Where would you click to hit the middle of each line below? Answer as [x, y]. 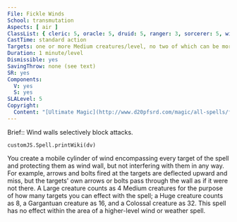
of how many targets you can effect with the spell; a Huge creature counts [115, 195]
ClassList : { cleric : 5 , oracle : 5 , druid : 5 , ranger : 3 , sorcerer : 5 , [115, 33]
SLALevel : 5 [25, 99]
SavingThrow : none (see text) [52, 66]
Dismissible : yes [33, 60]
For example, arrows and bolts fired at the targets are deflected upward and [117, 173]
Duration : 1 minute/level [45, 54]
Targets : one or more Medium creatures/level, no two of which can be [113, 47]
